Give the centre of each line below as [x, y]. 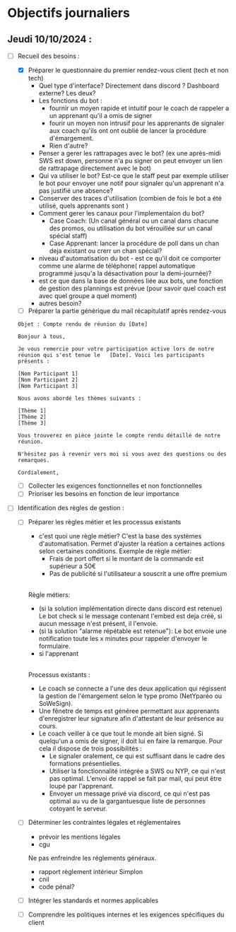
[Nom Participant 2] [48, 380]
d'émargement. [71, 138]
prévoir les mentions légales [79, 837]
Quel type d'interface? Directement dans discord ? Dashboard [129, 85]
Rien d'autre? [69, 146]
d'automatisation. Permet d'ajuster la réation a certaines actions [132, 544]
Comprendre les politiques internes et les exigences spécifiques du [126, 914]
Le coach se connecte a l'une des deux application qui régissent [132, 689]
